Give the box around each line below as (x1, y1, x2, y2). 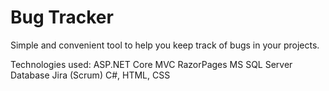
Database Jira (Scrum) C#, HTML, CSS (10, 69, 171, 81)
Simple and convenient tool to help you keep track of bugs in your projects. (10, 39, 320, 51)
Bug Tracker (10, 6, 114, 29)
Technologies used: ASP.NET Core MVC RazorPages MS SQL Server (10, 58, 293, 70)
